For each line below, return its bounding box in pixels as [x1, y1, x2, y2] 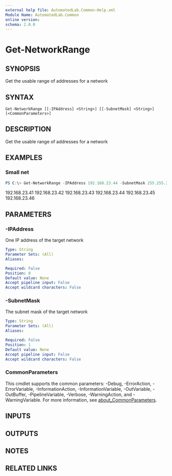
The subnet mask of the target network [5, 309, 88, 315]
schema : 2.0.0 [5, 22, 36, 27]
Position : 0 [5, 271, 31, 276]
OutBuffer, [5, 391, 27, 397]
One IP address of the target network [5, 237, 83, 243]
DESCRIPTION [5, 125, 51, 134]
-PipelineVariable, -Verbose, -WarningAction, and [28, 391, 132, 397]
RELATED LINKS [5, 464, 57, 473]
